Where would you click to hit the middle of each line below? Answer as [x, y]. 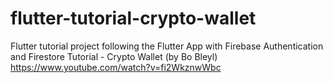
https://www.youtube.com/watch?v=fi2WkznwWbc [116, 67]
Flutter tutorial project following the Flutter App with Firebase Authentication [167, 46]
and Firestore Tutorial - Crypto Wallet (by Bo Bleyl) [114, 56]
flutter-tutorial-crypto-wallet [133, 18]
